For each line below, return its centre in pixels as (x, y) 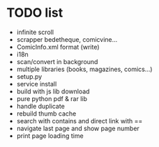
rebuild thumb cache (46, 114)
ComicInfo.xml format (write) (58, 47)
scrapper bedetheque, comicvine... (67, 39)
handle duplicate (41, 106)
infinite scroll (35, 32)
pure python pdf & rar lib (52, 98)
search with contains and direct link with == (79, 121)
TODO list (35, 13)
